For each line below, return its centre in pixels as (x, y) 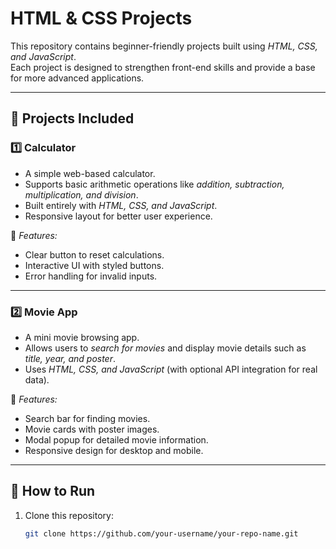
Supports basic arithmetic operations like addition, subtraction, (154, 184)
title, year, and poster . (70, 358)
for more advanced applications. (77, 78)
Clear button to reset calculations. (94, 254)
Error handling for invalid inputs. (91, 276)
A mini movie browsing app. (82, 337)
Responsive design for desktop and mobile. (114, 450)
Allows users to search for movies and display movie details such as (165, 348)
